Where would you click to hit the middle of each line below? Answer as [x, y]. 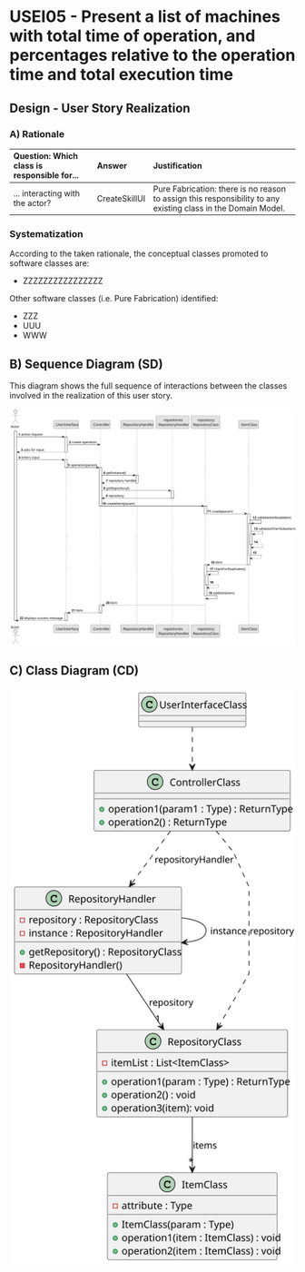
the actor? [32, 203]
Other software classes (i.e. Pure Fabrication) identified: [114, 299]
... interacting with [46, 193]
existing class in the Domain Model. [219, 208]
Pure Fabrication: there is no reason [219, 189]
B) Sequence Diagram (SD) [86, 364]
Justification [177, 166]
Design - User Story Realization [100, 108]
